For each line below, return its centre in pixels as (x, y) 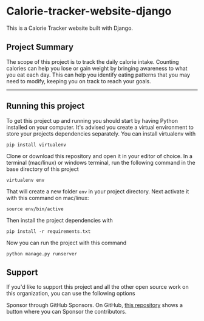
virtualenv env (25, 180)
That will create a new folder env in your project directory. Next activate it (98, 191)
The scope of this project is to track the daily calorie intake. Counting (93, 61)
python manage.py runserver (42, 254)
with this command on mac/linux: (48, 198)
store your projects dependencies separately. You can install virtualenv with (101, 133)
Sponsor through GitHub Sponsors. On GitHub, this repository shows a (95, 305)
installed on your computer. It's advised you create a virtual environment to (100, 127)
